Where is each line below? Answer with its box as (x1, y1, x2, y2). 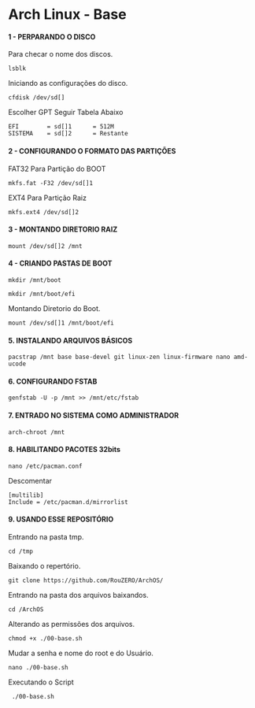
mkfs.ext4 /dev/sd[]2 (8, 208, 79, 216)
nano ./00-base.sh (8, 664, 68, 672)
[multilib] (8, 491, 44, 499)
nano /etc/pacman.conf (8, 462, 83, 470)
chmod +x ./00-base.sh (8, 635, 83, 643)
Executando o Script (8, 677, 75, 687)
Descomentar (8, 476, 53, 485)
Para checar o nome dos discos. (8, 50, 113, 59)
